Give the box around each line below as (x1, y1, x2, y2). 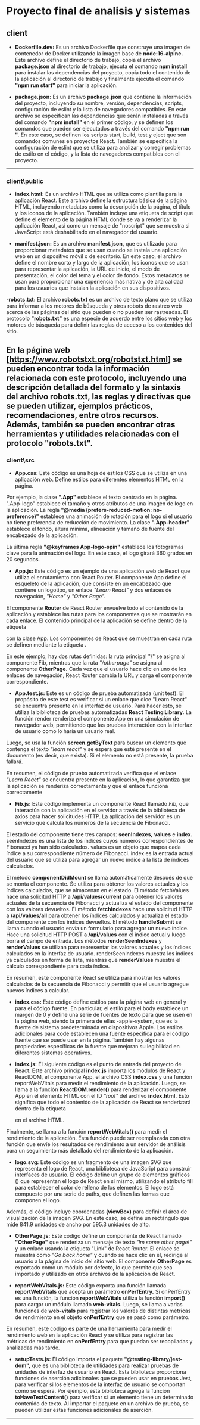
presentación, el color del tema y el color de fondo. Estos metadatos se (14, 272, 190, 279)
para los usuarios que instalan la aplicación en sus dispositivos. (14, 284, 171, 291)
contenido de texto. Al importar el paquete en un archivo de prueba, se (14, 1399, 189, 1407)
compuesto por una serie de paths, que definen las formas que (14, 1190, 170, 1197)
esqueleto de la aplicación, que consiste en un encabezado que (14, 580, 171, 587)
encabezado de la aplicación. (6, 532, 79, 539)
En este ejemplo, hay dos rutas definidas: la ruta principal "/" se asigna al (6, 653, 186, 660)
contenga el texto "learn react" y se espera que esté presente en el (6, 745, 171, 752)
